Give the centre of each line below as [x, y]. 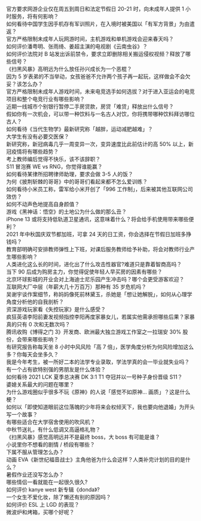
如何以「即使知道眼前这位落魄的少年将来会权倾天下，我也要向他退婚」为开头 [100, 407]
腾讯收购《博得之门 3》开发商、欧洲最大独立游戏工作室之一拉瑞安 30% [94, 332]
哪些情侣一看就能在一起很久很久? [47, 482]
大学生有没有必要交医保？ [38, 136]
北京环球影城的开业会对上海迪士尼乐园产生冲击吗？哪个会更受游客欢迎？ [95, 279]
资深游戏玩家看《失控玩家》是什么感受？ [56, 309]
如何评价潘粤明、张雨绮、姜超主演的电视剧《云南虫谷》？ [77, 46]
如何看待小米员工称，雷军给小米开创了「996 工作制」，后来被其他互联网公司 [100, 189]
